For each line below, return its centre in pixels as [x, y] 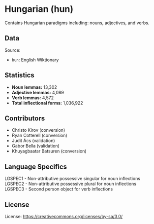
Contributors [25, 118]
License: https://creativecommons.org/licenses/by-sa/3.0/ [64, 216]
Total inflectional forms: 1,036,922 [47, 103]
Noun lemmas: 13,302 [34, 87]
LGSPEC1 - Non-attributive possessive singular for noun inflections [73, 179]
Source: [13, 50]
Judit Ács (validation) [33, 141]
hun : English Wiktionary [35, 60]
